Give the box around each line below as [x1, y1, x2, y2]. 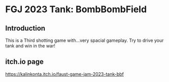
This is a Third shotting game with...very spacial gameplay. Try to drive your [5, 37, 164, 43]
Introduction [5, 24, 46, 33]
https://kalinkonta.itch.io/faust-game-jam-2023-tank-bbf [5, 71, 124, 77]
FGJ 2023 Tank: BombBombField [5, 4, 147, 15]
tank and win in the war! [5, 43, 56, 49]
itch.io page [5, 58, 44, 66]
